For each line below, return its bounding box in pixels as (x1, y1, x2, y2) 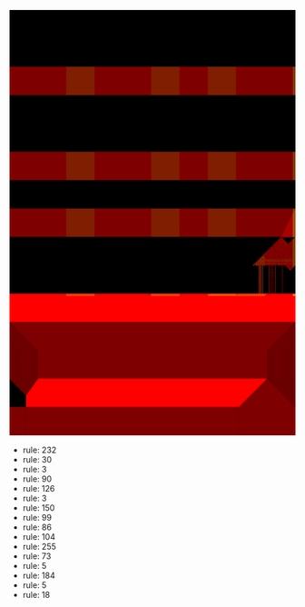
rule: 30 (22, 454, 53, 465)
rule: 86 (22, 522, 53, 532)
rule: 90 (22, 473, 53, 484)
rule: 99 (22, 512, 53, 523)
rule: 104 (22, 532, 56, 542)
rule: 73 (22, 551, 52, 562)
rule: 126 (22, 483, 55, 494)
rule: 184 (22, 570, 56, 582)
